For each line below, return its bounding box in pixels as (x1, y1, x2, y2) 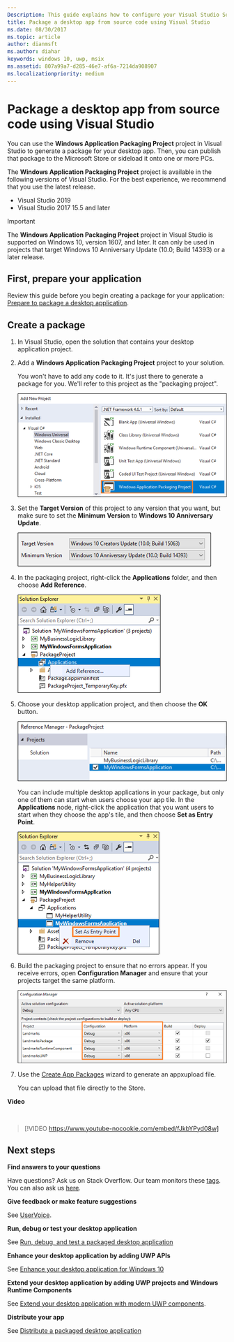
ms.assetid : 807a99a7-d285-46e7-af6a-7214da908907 (7, 63, 157, 70)
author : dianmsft (7, 41, 58, 48)
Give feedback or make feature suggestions (7, 1197, 137, 1206)
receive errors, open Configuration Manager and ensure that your (17, 968, 208, 977)
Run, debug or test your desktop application (7, 1225, 137, 1233)
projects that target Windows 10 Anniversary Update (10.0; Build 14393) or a (7, 245, 225, 254)
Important (7, 217, 36, 225)
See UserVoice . (7, 1211, 52, 1219)
